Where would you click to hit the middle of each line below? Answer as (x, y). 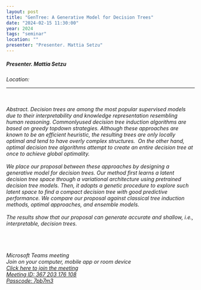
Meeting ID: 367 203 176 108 (41, 274)
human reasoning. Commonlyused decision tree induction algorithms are (96, 122)
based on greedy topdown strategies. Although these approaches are (92, 128)
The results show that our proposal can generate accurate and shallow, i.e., (100, 217)
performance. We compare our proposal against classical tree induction (95, 198)
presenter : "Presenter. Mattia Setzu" (54, 45)
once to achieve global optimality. (48, 154)
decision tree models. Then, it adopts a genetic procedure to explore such (98, 185)
